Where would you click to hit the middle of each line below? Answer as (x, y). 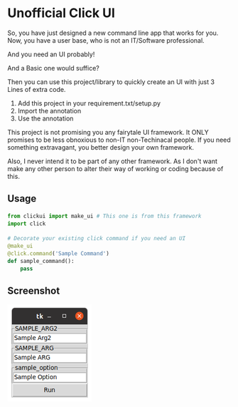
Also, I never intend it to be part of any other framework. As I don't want (113, 161)
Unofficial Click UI (61, 13)
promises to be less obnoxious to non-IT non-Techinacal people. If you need (119, 140)
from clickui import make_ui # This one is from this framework (104, 216)
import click (27, 223)
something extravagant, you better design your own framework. (101, 147)
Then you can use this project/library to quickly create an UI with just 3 (111, 82)
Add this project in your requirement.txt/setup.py (89, 103)
